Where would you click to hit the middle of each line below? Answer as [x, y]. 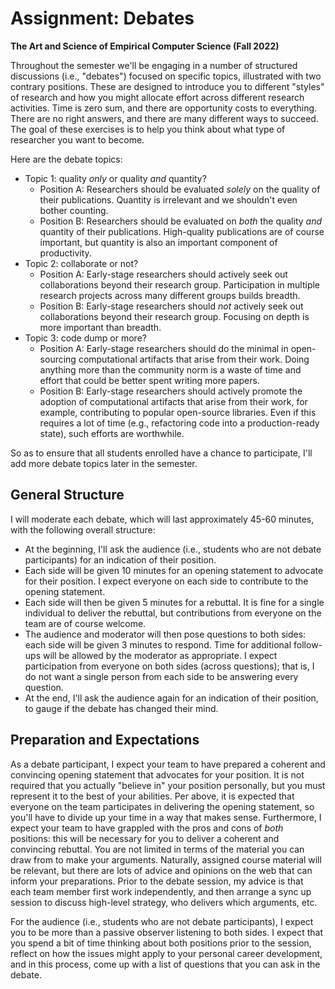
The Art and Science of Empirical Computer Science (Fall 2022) [145, 46]
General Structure [67, 495]
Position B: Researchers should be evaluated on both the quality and [181, 221]
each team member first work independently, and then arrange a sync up [161, 891]
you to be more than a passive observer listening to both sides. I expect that [166, 932]
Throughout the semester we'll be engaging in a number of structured [154, 65]
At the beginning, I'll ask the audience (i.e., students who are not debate [173, 549]
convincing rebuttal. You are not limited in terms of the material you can [157, 849]
